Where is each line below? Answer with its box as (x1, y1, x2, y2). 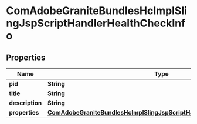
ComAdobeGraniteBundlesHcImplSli (6, 4, 188, 18)
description (9, 99, 42, 107)
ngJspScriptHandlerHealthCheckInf (6, 16, 186, 30)
